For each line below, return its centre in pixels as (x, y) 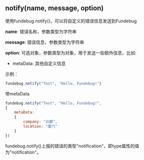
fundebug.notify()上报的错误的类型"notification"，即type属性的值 (72, 146)
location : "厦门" (40, 126)
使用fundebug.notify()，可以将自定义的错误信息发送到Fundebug (71, 21)
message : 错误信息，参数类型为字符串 (45, 42)
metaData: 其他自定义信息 (39, 63)
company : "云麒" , (40, 122)
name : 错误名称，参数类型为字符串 (41, 31)
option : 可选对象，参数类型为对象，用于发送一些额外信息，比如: (71, 52)
